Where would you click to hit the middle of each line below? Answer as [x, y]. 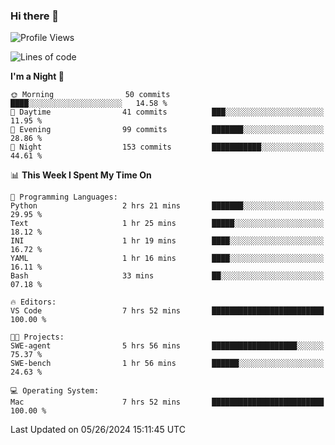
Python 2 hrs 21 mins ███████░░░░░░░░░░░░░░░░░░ [167, 206]
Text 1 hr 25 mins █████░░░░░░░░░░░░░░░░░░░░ [167, 224]
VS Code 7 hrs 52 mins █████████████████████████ [167, 311]
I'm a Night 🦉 [37, 76]
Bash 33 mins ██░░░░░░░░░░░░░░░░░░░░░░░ [167, 276]
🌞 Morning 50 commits [90, 95]
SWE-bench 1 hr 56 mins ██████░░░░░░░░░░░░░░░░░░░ [167, 364]
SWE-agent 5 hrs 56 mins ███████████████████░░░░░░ [167, 346]
